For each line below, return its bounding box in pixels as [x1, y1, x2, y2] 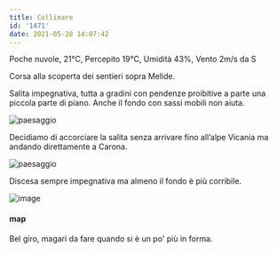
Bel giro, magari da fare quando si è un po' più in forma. [9, 233, 213, 244]
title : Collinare [9, 12, 74, 22]
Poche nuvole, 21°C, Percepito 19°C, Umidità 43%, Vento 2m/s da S [9, 54, 257, 65]
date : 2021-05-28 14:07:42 [9, 29, 109, 38]
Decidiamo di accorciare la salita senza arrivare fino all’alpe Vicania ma [9, 132, 269, 143]
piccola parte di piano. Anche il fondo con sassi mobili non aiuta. [9, 98, 246, 108]
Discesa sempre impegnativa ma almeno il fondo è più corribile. [9, 176, 242, 186]
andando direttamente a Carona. [9, 141, 128, 152]
